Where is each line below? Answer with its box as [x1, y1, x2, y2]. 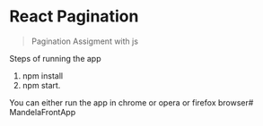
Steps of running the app [9, 53, 101, 63]
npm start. [22, 80, 61, 90]
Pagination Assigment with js [31, 36, 139, 46]
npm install [22, 70, 64, 81]
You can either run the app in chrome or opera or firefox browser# [9, 97, 254, 108]
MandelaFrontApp [9, 106, 76, 117]
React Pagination [9, 6, 139, 27]
